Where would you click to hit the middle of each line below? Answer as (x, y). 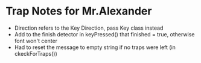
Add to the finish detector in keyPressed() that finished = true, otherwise (104, 34)
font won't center (36, 41)
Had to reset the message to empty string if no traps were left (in (95, 47)
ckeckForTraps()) (36, 53)
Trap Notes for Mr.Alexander (79, 11)
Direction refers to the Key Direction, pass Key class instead (89, 28)
